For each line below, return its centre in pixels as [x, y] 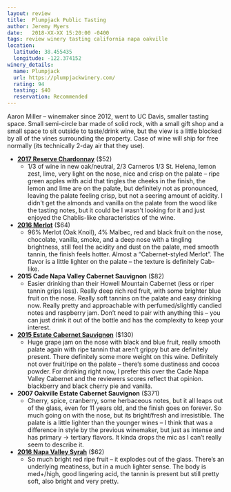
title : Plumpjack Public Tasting [57, 20]
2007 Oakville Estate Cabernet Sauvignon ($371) [88, 393]
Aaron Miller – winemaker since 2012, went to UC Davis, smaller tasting [108, 116]
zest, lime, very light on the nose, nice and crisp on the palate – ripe [123, 174]
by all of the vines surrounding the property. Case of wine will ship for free [113, 138]
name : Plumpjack [37, 71]
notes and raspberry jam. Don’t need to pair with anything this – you [124, 313]
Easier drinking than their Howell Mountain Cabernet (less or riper [121, 284]
